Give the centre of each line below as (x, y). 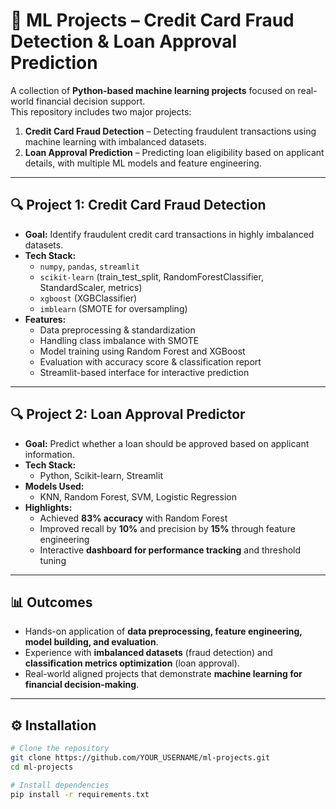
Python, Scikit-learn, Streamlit (101, 475)
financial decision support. (90, 101)
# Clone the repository (60, 749)
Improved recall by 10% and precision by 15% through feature (167, 528)
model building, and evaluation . (91, 642)
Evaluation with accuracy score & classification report (150, 361)
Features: (45, 319)
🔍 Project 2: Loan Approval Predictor (128, 414)
